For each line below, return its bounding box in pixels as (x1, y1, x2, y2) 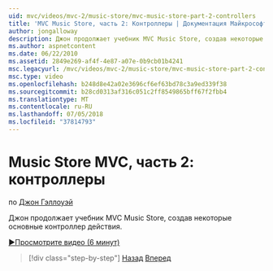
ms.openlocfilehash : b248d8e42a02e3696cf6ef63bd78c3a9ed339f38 (8, 80, 227, 88)
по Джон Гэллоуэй (8, 197, 73, 207)
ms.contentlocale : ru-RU (8, 103, 93, 111)
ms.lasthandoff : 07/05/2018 (8, 111, 104, 119)
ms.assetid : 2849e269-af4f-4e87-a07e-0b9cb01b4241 (8, 58, 184, 66)
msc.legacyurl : (8, 65, 60, 73)
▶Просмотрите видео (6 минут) (8, 237, 120, 247)
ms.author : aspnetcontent (8, 42, 96, 50)
